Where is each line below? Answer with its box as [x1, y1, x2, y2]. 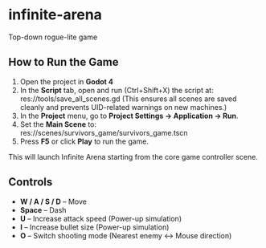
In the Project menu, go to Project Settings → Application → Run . [19, 111, 239, 120]
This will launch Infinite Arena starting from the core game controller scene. [8, 152, 259, 161]
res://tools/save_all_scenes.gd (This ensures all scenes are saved [19, 94, 237, 104]
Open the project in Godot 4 [19, 76, 114, 86]
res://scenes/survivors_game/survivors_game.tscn [19, 128, 188, 137]
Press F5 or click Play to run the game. [19, 136, 149, 146]
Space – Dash [19, 205, 67, 214]
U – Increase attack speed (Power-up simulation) [19, 213, 182, 223]
